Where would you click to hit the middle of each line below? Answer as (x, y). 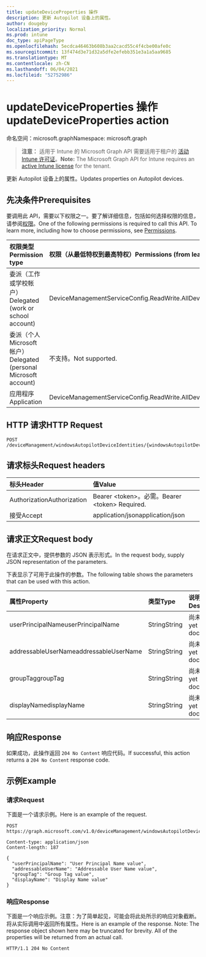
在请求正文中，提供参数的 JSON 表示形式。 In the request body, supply (96, 555)
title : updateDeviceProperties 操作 (52, 12)
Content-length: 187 (33, 847)
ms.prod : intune (27, 35)
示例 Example (31, 781)
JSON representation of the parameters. (57, 562)
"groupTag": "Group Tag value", (53, 874)
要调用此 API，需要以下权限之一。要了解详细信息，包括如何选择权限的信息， (103, 216)
